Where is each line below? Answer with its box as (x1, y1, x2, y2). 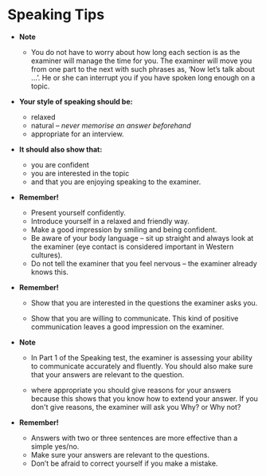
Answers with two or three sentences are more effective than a (30, 433, 238, 443)
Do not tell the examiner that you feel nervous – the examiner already (30, 258, 258, 268)
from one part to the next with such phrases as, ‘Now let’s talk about (30, 64, 256, 73)
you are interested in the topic (30, 168, 130, 178)
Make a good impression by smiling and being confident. (30, 225, 217, 234)
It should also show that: (18, 144, 103, 154)
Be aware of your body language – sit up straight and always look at (30, 233, 254, 242)
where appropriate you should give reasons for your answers (30, 385, 232, 395)
